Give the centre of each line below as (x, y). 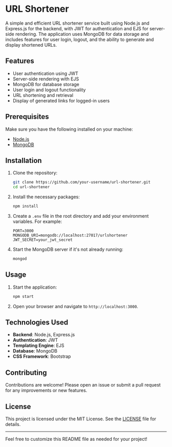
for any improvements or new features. (46, 391)
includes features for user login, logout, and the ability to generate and (80, 39)
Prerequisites (27, 117)
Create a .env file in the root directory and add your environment (81, 216)
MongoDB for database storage (46, 84)
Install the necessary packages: (46, 197)
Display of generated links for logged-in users (61, 100)
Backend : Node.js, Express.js (44, 335)
